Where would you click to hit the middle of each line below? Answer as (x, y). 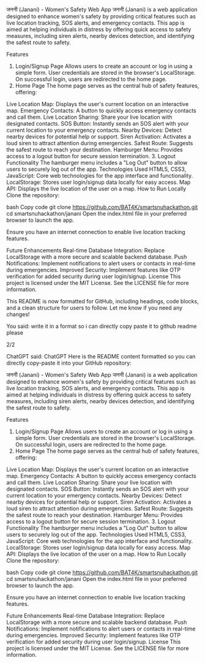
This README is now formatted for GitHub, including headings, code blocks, (102, 301)
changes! (18, 314)
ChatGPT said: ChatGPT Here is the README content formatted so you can (101, 356)
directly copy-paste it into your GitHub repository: (69, 363)
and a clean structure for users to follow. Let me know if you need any (94, 308)
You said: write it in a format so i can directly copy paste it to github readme (102, 326)
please (15, 333)
